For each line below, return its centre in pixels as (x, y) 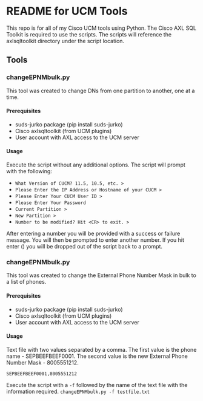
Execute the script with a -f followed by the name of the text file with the (97, 385)
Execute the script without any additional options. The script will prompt (96, 165)
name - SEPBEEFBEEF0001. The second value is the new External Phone (97, 356)
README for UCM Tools (67, 11)
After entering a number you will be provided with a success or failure (93, 234)
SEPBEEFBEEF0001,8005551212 (42, 374)
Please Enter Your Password (50, 203)
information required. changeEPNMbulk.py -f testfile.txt (78, 391)
